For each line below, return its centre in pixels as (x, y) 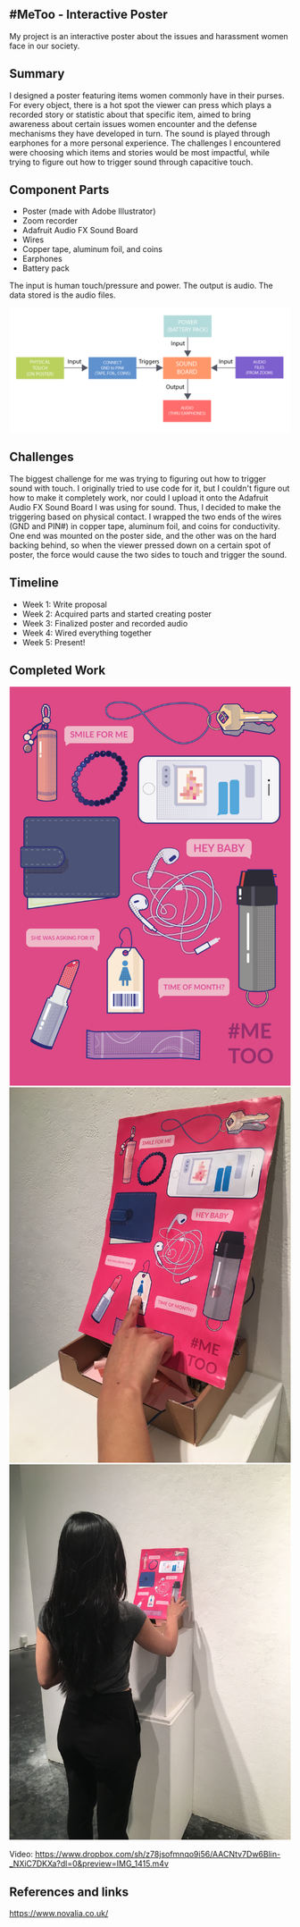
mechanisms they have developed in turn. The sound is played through (140, 133)
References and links (69, 1892)
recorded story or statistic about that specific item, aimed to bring (130, 114)
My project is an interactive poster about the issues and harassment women (149, 36)
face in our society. (45, 46)
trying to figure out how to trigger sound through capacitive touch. (131, 162)
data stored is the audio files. (62, 295)
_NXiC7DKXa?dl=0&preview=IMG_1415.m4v (89, 1864)
